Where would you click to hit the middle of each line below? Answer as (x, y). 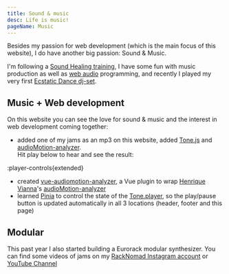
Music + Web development (66, 103)
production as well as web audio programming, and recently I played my (109, 74)
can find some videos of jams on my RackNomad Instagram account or (108, 256)
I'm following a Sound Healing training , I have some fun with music (101, 67)
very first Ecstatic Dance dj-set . (52, 81)
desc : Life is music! (38, 20)
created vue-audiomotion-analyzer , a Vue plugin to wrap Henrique (111, 181)
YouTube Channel (32, 263)
